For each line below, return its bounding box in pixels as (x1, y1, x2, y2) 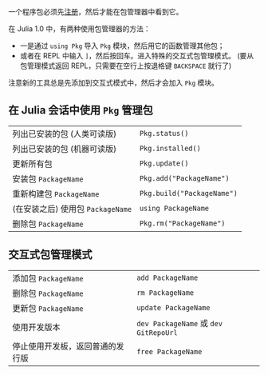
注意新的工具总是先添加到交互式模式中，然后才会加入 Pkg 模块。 (8, 78, 219, 87)
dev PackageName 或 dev (136, 317, 223, 329)
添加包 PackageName (12, 273, 84, 284)
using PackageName (139, 203, 210, 213)
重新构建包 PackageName (12, 188, 100, 199)
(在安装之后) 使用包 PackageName (12, 203, 132, 214)
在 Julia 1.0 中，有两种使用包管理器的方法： (8, 24, 151, 34)
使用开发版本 (12, 321, 61, 333)
